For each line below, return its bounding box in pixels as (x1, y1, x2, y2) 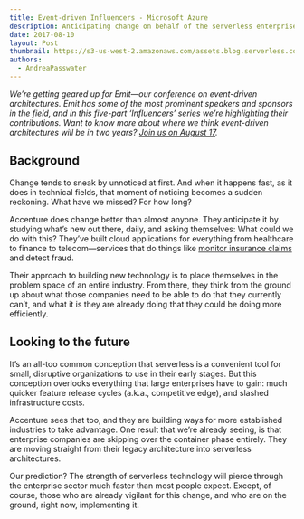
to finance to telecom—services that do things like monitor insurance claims (9, 242, 292, 253)
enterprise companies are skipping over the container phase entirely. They (9, 433, 288, 444)
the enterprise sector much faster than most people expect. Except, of (9, 480, 271, 491)
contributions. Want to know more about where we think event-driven (9, 117, 269, 127)
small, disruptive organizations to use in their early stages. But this (9, 368, 257, 379)
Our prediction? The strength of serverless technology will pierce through (9, 470, 283, 481)
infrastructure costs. (9, 397, 86, 408)
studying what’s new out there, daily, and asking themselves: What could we (9, 223, 294, 234)
